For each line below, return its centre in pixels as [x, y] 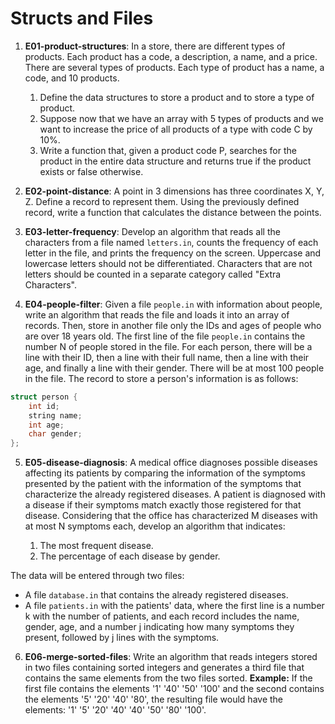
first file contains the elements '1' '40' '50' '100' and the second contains [174, 689]
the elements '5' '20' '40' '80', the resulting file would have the [153, 699]
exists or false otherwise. [91, 171]
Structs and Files [82, 18]
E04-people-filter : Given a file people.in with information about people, [173, 304]
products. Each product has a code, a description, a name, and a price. [171, 56]
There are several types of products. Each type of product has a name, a [174, 67]
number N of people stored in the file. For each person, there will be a [168, 346]
